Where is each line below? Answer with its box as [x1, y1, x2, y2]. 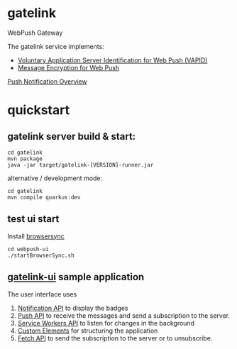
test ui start [7, 213, 60, 225]
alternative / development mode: [7, 174, 103, 182]
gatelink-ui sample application [7, 271, 145, 283]
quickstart [7, 102, 70, 118]
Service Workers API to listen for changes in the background [17, 318, 195, 327]
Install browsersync [7, 232, 65, 240]
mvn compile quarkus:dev [7, 194, 81, 201]
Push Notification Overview [7, 77, 87, 86]
